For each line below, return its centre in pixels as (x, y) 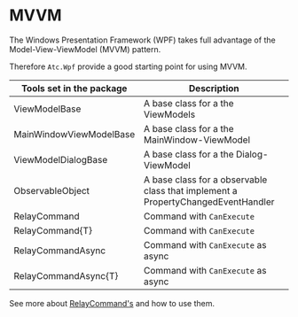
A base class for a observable (205, 180)
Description (214, 88)
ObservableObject (52, 190)
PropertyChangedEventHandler (209, 202)
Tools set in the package (74, 88)
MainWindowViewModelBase (74, 134)
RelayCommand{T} (53, 230)
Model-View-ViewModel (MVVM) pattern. (85, 49)
